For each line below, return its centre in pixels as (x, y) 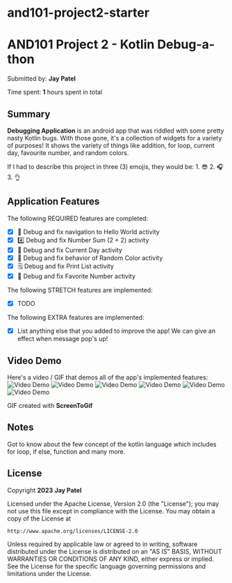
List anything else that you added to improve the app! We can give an (116, 331)
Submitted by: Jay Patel (42, 79)
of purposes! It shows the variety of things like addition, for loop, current (111, 145)
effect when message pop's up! (63, 339)
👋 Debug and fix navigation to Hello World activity (88, 231)
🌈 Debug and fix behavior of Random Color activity (90, 258)
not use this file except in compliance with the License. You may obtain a (111, 511)
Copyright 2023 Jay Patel (44, 490)
